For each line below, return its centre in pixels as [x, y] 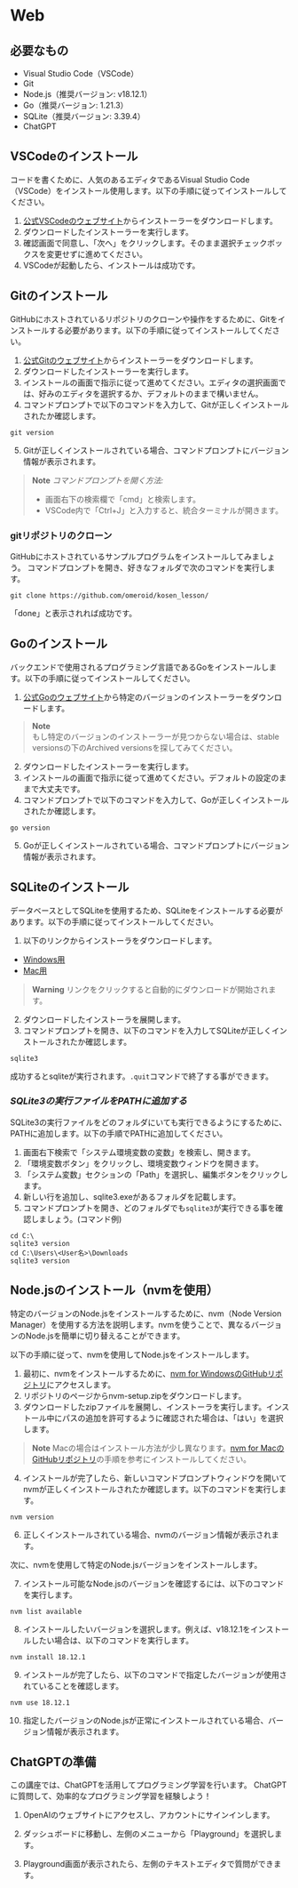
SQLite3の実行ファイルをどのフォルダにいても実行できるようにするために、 [149, 1122]
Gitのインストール [59, 296]
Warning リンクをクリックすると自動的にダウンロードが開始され [150, 989]
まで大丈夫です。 [54, 789]
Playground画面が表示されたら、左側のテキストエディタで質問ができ [148, 1864]
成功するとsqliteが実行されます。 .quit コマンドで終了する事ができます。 [142, 1076]
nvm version [32, 1517]
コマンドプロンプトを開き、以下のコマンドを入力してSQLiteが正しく [147, 1030]
